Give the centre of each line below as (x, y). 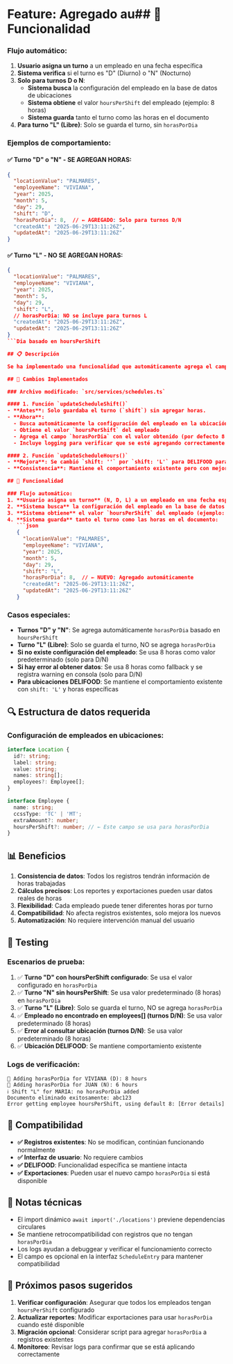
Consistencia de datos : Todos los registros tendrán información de (113, 876)
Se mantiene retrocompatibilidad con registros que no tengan (105, 1234)
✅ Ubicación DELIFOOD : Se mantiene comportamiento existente (110, 1045)
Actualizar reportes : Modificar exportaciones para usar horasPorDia (115, 1317)
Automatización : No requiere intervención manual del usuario (106, 920)
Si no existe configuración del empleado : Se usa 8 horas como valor (116, 652)
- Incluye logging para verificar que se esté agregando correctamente (119, 443)
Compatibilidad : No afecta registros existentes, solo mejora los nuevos (119, 913)
